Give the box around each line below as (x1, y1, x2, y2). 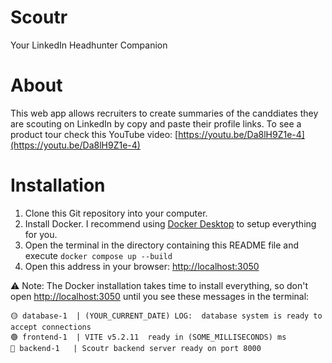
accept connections (10, 322, 92, 332)
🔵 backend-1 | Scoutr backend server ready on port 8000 (10, 343, 262, 353)
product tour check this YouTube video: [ (10, 128, 179, 140)
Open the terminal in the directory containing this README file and (24, 239, 300, 251)
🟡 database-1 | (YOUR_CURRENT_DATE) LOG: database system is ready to (10, 311, 323, 321)
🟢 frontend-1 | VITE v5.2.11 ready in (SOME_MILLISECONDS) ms (10, 332, 287, 342)
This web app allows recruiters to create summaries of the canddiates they (10, 107, 319, 119)
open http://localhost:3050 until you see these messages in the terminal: (10, 290, 310, 302)
